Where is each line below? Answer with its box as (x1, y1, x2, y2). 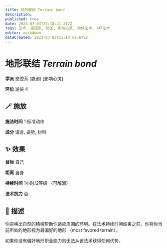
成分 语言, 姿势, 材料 (5, 129, 46, 135)
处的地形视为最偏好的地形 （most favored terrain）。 (13, 227, 121, 233)
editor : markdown (5, 30, 41, 35)
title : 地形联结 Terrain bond (5, 7, 65, 12)
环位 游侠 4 (5, 86, 28, 92)
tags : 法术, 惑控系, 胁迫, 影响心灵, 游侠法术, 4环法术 (5, 26, 110, 31)
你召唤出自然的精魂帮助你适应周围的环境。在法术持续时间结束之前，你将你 (5, 221, 158, 227)
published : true (5, 16, 39, 21)
